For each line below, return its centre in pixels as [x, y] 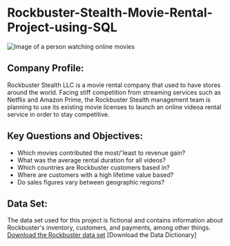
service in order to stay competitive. [58, 114]
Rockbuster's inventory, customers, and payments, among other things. [109, 228]
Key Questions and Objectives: [75, 136]
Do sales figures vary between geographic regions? [90, 182]
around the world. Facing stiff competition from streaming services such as [114, 92]
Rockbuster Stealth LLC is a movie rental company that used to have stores [114, 85]
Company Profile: [46, 68]
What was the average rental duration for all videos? [91, 160]
